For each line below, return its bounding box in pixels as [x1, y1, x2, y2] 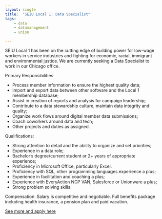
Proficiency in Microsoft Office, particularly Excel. [12, 163, 112, 169]
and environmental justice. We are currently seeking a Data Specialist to [5, 58, 150, 64]
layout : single [5, 7, 36, 12]
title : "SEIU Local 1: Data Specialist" [5, 12, 91, 17]
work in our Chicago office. [5, 63, 60, 69]
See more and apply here [5, 208, 56, 214]
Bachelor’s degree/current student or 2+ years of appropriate [12, 153, 136, 159]
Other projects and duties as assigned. [12, 124, 90, 130]
